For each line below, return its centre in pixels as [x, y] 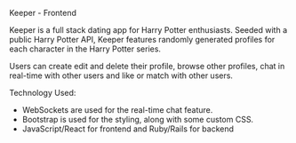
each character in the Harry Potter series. [85, 49]
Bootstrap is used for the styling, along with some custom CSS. [138, 119]
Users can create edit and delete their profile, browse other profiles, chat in [147, 66]
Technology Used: [43, 93]
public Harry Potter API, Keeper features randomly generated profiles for [142, 40]
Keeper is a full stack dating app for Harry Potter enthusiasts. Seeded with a [148, 30]
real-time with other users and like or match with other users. [121, 75]
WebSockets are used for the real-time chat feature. [117, 110]
